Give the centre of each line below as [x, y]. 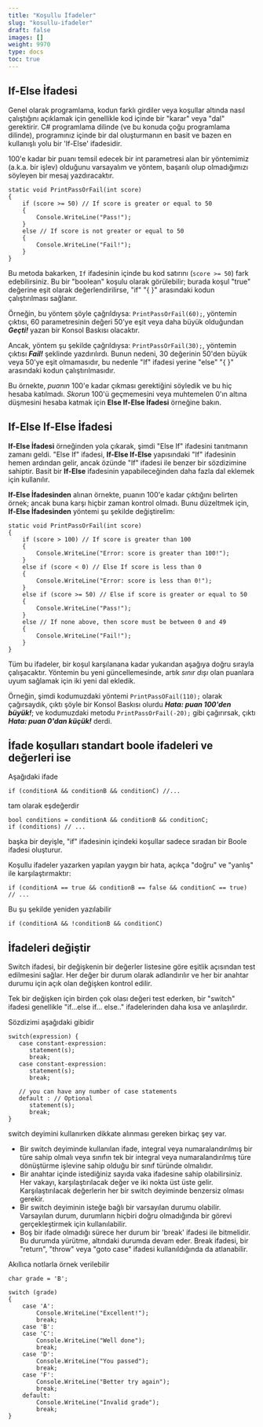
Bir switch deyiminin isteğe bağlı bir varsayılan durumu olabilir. [120, 1208]
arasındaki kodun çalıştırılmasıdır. [62, 370]
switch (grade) [33, 1293]
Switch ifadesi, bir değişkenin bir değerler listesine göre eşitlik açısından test [132, 967]
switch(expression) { [44, 1037]
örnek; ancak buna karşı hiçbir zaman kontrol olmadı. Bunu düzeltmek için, [129, 503]
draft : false [29, 30]
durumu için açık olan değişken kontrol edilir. [80, 984]
